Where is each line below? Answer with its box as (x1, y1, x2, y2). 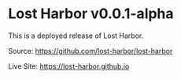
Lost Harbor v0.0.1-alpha (8, 5, 175, 23)
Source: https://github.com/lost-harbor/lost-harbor (8, 46, 173, 55)
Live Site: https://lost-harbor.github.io (8, 61, 130, 71)
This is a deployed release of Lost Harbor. (8, 31, 144, 40)
